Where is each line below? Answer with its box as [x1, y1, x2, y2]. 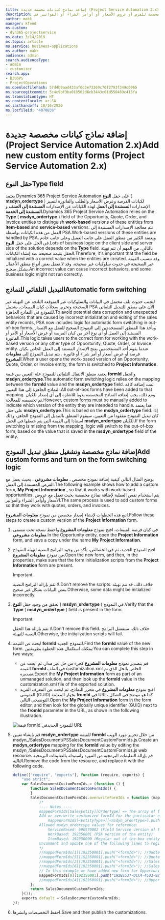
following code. [12, 763, 44, 769]
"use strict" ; [22, 777, 50, 782]
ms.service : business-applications [5, 44, 78, 49]
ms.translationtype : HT [5, 94, 54, 99]
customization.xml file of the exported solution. [20, 681, 115, 687]
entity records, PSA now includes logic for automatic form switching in [5, 319, 148, 325]
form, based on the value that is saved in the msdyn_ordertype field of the [5, 428, 157, 434]
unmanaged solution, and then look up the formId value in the [20, 676, 145, 682]
